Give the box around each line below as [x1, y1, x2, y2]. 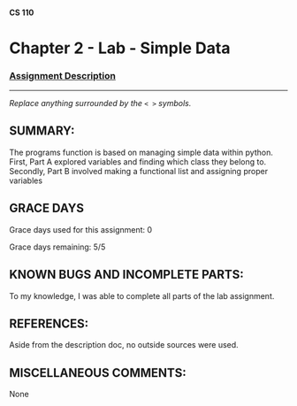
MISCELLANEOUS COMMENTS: [9, 365, 187, 380]
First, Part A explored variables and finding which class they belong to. [9, 156, 267, 167]
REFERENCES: [9, 316, 89, 331]
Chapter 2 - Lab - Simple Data [9, 38, 231, 57]
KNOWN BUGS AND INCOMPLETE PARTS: [9, 267, 245, 282]
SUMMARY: [9, 124, 75, 139]
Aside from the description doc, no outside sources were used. [9, 340, 239, 350]
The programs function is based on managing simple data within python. [9, 147, 274, 157]
